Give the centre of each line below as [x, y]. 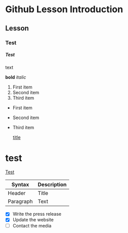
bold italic [16, 77]
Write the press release [37, 214]
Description [52, 185]
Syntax [20, 185]
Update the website [33, 220]
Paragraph [20, 201]
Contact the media [32, 225]
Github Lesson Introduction [64, 9]
